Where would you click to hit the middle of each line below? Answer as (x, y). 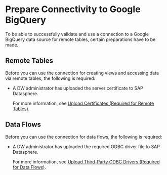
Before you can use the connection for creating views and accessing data (82, 73)
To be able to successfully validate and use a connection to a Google (77, 34)
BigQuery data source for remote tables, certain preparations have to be (80, 39)
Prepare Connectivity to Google (73, 9)
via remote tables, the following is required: (50, 78)
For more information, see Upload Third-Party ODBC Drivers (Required (86, 162)
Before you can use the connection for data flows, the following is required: (84, 137)
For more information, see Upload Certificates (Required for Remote (83, 103)
